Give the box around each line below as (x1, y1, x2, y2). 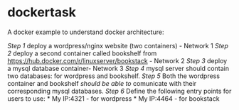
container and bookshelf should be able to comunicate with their (7, 79, 197, 87)
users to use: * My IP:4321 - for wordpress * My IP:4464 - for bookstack (7, 94, 220, 103)
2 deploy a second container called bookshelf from (7, 49, 157, 57)
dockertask (7, 4, 77, 21)
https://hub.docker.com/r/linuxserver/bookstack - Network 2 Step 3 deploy (7, 56, 228, 65)
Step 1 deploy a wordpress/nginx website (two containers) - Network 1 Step (7, 41, 229, 50)
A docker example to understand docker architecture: (7, 28, 164, 36)
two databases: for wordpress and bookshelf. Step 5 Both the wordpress (7, 72, 221, 80)
